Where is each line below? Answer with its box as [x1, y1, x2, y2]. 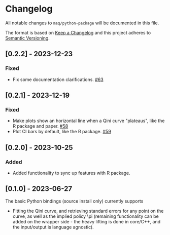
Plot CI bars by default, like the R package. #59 [12, 129, 112, 135]
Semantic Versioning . [5, 35, 50, 41]
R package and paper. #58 [12, 123, 69, 129]
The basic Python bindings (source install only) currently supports [5, 198, 144, 204]
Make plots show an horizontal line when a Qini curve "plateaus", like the [12, 117, 165, 124]
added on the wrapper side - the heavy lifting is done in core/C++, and [12, 218, 161, 224]
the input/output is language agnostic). [12, 224, 94, 230]
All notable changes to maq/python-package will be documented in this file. [5, 20, 159, 26]
